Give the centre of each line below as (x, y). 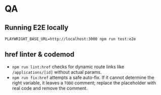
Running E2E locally (37, 28)
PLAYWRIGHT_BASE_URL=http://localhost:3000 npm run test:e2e (70, 39)
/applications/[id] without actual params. (57, 72)
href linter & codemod (40, 54)
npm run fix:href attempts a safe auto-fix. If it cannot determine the (83, 77)
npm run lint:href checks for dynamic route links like (68, 67)
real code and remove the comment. (50, 88)
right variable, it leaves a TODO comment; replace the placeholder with (84, 83)
